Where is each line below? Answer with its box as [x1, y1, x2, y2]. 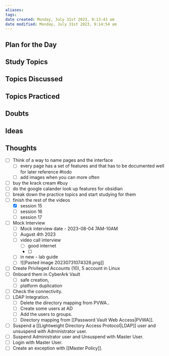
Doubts [5, 110, 29, 118]
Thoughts [5, 144, 37, 152]
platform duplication [20, 282, 62, 289]
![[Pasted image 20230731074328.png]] [20, 260, 104, 266]
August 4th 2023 [20, 231, 56, 237]
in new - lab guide [20, 254, 58, 260]
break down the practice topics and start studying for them [12, 191, 136, 197]
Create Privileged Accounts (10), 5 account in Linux [12, 265, 120, 271]
